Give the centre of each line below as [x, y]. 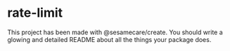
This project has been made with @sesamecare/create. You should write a [115, 32]
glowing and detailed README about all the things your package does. [109, 39]
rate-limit [35, 13]
